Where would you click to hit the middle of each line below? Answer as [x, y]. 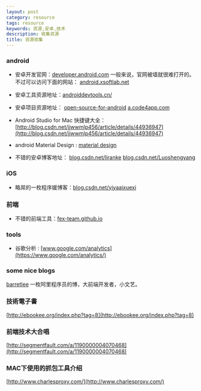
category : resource [31, 17]
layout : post [22, 12]
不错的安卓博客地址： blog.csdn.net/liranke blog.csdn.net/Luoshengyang [105, 157]
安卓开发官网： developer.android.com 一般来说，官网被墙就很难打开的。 [105, 74]
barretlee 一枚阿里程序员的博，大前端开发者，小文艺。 [73, 284]
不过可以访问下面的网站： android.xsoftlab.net [72, 82]
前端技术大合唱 [28, 332]
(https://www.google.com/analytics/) [61, 255]
